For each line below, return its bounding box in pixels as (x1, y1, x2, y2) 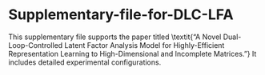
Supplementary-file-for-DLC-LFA (8, 6, 234, 24)
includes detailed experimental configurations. (8, 57, 162, 67)
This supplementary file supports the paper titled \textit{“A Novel (8, 32, 222, 41)
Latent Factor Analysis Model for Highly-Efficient (64, 40, 225, 49)
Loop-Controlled (8, 40, 63, 49)
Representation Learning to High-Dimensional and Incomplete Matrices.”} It (8, 49, 257, 58)
